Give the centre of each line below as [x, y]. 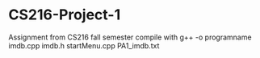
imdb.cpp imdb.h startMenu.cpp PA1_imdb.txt [84, 45]
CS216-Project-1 [65, 15]
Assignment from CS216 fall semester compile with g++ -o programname [130, 37]
